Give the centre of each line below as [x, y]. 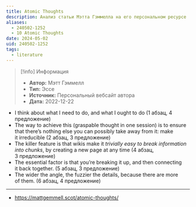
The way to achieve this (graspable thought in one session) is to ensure [100, 125]
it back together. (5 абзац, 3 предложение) [67, 168]
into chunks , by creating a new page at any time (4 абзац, [84, 150]
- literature [27, 55]
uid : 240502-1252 [27, 44]
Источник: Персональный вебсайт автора [82, 95]
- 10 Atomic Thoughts [38, 33]
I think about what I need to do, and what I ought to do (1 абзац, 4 [93, 113]
